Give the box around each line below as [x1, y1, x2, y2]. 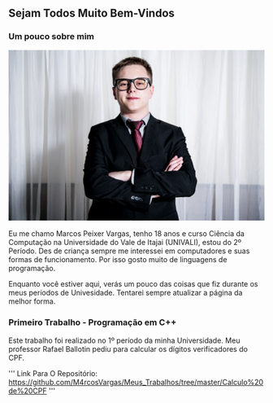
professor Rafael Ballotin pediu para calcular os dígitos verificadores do [8, 344, 248, 353]
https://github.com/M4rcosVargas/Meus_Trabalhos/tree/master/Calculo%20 [8, 377, 264, 387]
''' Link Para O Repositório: [8, 368, 98, 378]
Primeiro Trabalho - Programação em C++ [8, 317, 177, 328]
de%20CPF [8, 386, 47, 396]
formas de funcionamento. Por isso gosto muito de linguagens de [8, 255, 227, 265]
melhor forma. [8, 296, 56, 306]
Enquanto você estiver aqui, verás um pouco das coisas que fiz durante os [8, 279, 258, 289]
